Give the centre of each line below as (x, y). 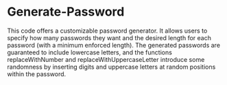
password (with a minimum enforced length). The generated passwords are (114, 45)
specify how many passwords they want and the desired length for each (109, 37)
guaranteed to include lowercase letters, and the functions (90, 52)
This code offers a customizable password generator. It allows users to (107, 31)
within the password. (37, 74)
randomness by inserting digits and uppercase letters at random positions (111, 67)
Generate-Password (66, 12)
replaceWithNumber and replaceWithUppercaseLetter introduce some (106, 59)
